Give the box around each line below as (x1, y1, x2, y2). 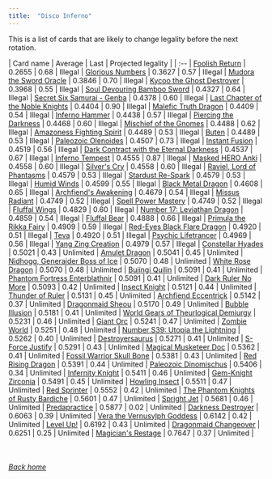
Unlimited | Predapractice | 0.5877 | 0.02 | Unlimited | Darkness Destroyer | (8, 402, 259, 412)
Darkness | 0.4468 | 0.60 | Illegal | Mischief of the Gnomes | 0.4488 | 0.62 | (8, 118, 261, 128)
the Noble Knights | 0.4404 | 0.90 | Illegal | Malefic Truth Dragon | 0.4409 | (8, 101, 259, 111)
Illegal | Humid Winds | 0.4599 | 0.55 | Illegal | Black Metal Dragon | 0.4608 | (8, 179, 263, 189)
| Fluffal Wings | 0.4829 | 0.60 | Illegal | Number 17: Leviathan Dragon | (8, 204, 244, 214)
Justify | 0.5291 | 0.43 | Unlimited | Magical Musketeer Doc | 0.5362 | (29, 341, 260, 352)
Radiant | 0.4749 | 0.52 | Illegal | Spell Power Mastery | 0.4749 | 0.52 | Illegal (8, 196, 263, 206)
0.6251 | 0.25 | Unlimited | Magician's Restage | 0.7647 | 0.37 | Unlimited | (8, 428, 254, 438)
